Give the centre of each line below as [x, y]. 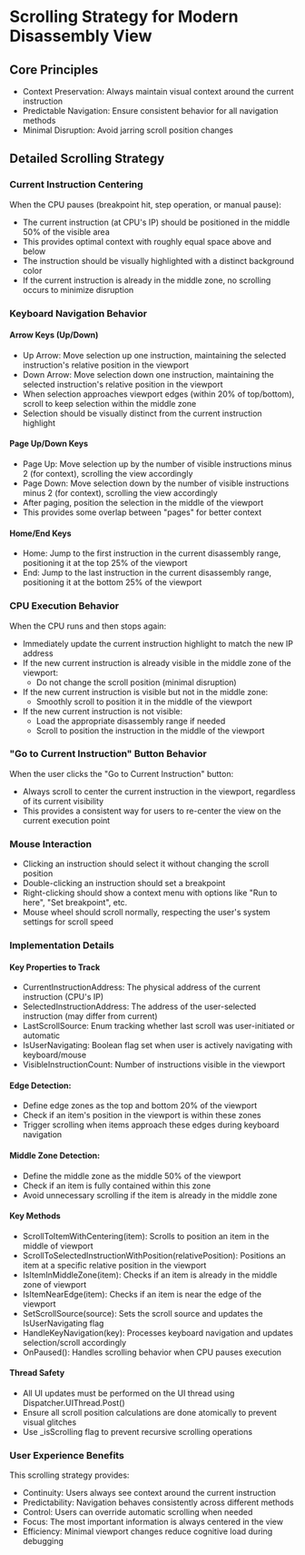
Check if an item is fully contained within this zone [117, 1186]
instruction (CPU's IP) [63, 997]
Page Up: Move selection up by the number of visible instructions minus [157, 464]
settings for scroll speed [68, 922]
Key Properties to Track [55, 967]
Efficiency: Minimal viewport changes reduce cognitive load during [148, 1531]
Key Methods [35, 1216]
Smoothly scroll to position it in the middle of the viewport [144, 702]
